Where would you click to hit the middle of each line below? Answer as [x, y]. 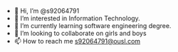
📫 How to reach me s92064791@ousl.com [77, 41]
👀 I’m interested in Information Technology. [77, 18]
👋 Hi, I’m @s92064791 [47, 11]
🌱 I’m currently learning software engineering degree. [93, 26]
